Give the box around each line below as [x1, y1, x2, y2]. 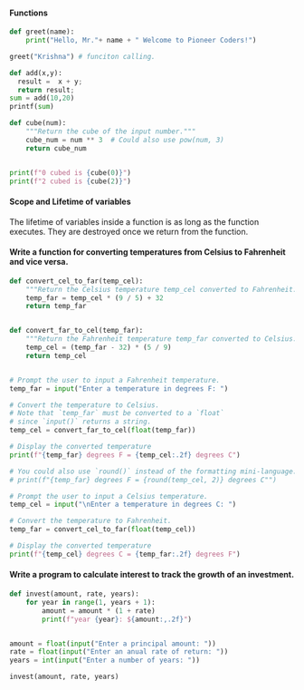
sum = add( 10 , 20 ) [9, 93, 75, 103]
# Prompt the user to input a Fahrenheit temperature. [9, 375, 221, 384]
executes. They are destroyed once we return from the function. [9, 226, 249, 237]
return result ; [17, 85, 75, 94]
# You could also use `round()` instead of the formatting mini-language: [9, 467, 298, 476]
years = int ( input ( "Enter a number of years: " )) [9, 656, 201, 666]
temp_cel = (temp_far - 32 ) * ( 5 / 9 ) [25, 343, 172, 353]
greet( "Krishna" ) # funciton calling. [9, 52, 156, 61]
